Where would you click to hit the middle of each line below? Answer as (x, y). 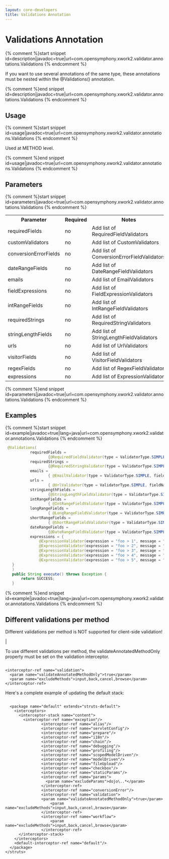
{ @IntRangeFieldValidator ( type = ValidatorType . (101, 504)
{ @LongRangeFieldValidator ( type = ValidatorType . (102, 513)
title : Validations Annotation (38, 15)
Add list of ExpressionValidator (128, 377)
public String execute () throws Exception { (59, 574)
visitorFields (22, 357)
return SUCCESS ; (38, 579)
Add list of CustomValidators (125, 242)
